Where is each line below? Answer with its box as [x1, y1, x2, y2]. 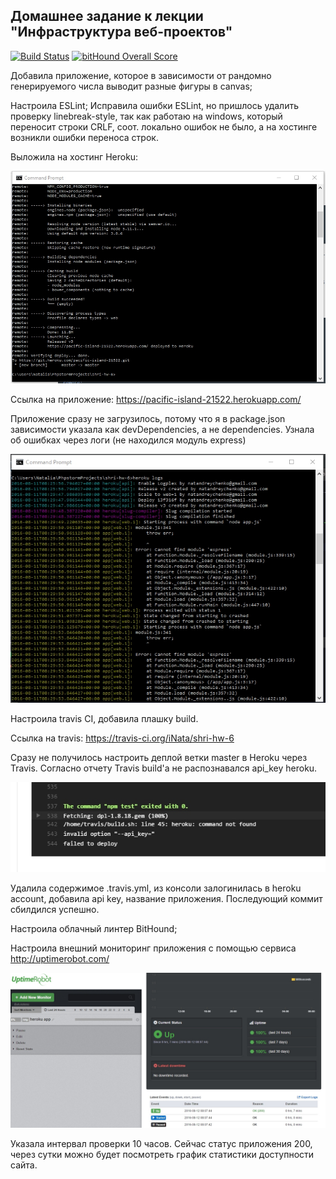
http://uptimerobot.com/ [10, 952, 110, 964]
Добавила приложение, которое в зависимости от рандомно [10, 69, 272, 81]
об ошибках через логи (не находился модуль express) [10, 434, 247, 446]
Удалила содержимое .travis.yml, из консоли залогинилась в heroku [10, 882, 302, 894]
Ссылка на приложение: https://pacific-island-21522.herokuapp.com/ [10, 394, 302, 406]
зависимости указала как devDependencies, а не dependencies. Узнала [10, 424, 315, 436]
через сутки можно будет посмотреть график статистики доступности [10, 1148, 315, 1160]
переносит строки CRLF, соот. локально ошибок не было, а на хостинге [10, 120, 318, 133]
